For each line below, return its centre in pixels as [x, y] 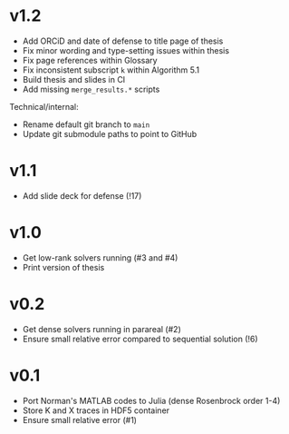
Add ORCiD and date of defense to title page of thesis [123, 41]
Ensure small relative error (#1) [80, 419]
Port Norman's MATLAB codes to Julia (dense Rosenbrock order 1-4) [151, 400]
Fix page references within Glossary [90, 60]
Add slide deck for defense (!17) [82, 195]
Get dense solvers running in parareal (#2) [101, 329]
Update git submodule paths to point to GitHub [110, 133]
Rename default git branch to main [86, 124]
